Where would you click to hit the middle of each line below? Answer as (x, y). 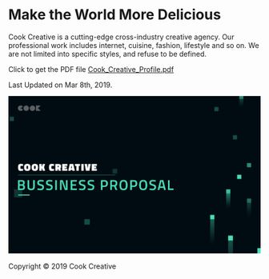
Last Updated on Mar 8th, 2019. (60, 85)
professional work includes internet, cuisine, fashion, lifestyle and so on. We (134, 45)
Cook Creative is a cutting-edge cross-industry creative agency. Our (121, 37)
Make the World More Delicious (115, 15)
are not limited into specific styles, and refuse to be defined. (107, 54)
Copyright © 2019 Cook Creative (62, 266)
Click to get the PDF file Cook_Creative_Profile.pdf (91, 69)
